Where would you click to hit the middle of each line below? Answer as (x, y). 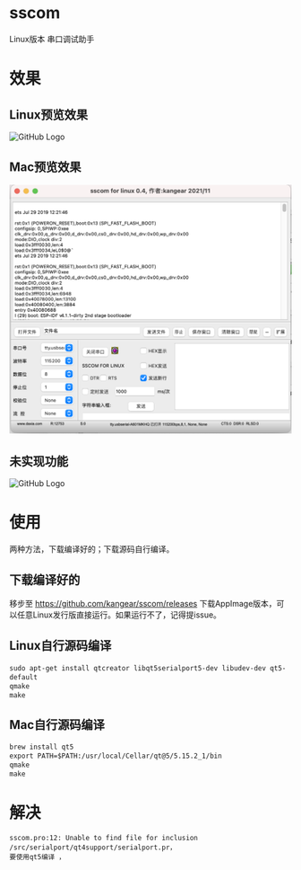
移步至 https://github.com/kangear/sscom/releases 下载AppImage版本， (143, 603)
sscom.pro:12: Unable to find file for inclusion (104, 839)
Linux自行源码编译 (60, 646)
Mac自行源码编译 (57, 725)
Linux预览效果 (48, 115)
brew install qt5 (42, 747)
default (24, 677)
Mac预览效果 (46, 168)
